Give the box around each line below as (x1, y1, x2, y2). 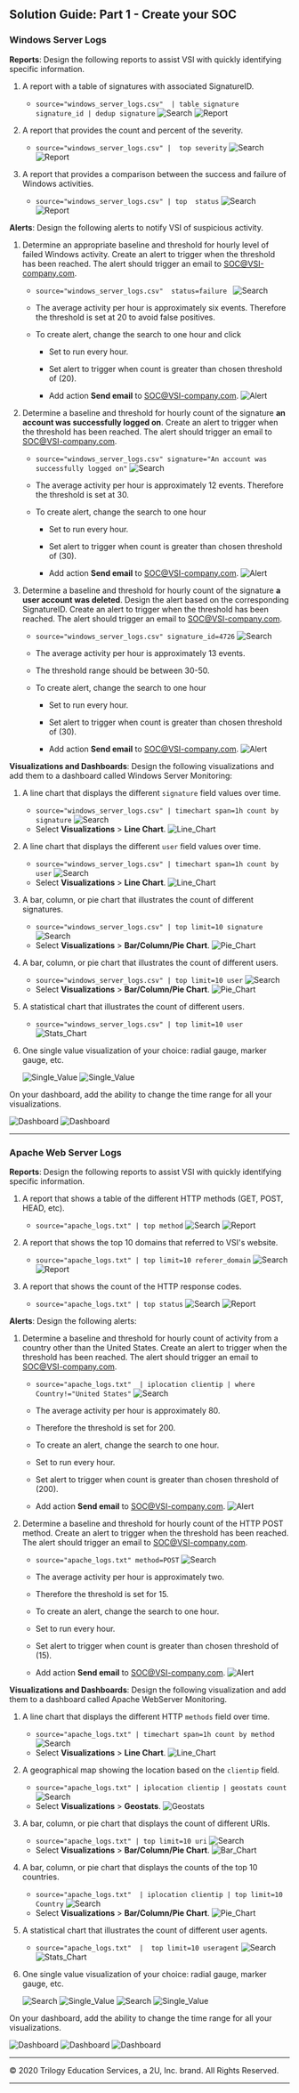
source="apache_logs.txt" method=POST (35, 1555, 180, 1565)
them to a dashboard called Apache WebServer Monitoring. (9, 1693, 228, 1704)
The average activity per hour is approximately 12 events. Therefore (35, 480, 284, 491)
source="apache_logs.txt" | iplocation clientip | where (35, 1380, 255, 1389)
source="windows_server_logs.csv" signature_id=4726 (35, 632, 236, 641)
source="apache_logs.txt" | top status (35, 1300, 184, 1309)
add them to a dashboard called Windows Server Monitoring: (9, 770, 233, 781)
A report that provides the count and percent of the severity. (21, 125, 244, 135)
